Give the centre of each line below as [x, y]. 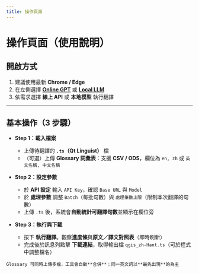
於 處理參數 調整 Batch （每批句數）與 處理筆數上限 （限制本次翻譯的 [103, 197]
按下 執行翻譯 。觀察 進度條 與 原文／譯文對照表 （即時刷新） [94, 237]
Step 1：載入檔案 [35, 138]
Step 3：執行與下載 [38, 225]
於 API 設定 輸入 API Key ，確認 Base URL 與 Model [83, 190]
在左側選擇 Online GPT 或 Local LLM [60, 89]
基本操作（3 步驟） [41, 123]
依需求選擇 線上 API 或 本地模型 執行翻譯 [64, 97]
